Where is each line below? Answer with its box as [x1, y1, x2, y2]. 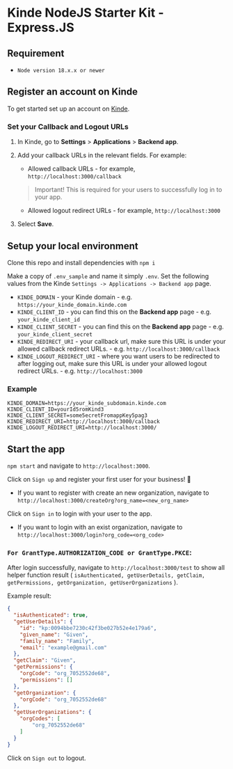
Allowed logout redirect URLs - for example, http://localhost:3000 [27, 207, 220, 215]
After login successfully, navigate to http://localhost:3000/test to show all [7, 564, 225, 572]
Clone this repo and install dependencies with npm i [7, 258, 156, 267]
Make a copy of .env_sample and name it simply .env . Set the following [7, 271, 209, 280]
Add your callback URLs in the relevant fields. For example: [17, 151, 187, 159]
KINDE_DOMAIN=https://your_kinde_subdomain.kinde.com [7, 400, 167, 407]
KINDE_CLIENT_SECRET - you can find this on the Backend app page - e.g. [17, 322, 224, 331]
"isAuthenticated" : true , [13, 612, 89, 619]
